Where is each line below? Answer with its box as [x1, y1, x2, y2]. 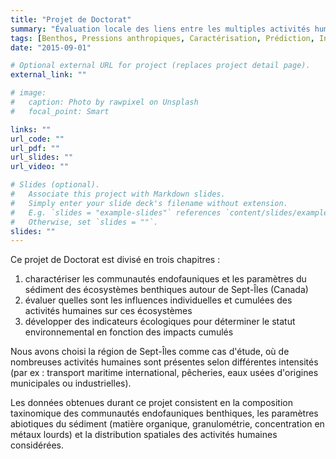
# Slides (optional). [10, 180, 101, 190]
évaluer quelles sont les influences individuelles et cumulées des [24, 294, 293, 306]
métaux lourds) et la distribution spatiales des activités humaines [10, 429, 278, 441]
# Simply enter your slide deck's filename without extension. [10, 198, 288, 208]
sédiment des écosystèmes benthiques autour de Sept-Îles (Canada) [24, 284, 309, 296]
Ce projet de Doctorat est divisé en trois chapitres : [10, 254, 221, 266]
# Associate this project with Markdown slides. [10, 189, 226, 199]
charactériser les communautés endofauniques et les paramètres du [24, 273, 307, 285]
